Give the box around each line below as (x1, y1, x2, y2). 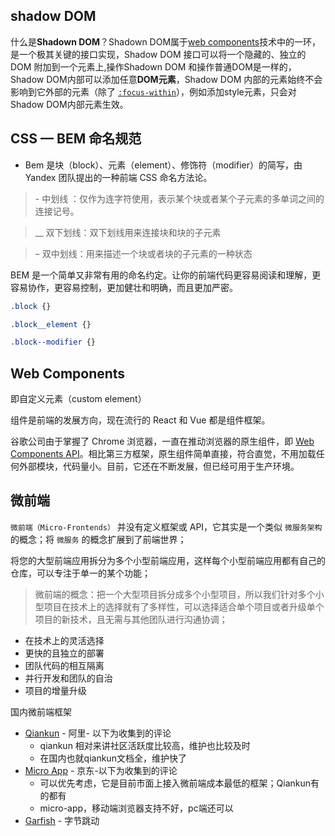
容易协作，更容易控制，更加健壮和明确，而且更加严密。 (10, 281, 238, 293)
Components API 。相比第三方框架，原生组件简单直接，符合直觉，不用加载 (10, 448, 317, 460)
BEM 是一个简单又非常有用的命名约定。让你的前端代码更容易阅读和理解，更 (10, 269, 322, 281)
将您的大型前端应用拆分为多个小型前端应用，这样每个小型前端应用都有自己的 (10, 554, 326, 566)
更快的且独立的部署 (24, 647, 105, 659)
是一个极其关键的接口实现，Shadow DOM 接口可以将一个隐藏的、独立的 (10, 48, 307, 60)
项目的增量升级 (24, 684, 87, 696)
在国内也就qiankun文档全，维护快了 (39, 752, 187, 764)
